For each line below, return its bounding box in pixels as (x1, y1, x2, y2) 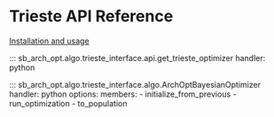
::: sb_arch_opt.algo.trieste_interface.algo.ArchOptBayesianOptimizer (9, 79, 262, 90)
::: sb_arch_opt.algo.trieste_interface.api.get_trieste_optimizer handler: (9, 52, 266, 63)
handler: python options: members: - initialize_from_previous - (9, 89, 237, 99)
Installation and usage (9, 35, 90, 46)
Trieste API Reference (9, 6, 174, 27)
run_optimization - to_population (9, 97, 128, 108)
